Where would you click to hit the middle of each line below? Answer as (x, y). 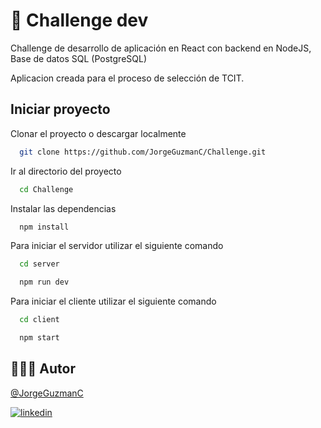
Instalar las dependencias (63, 208)
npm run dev (44, 282)
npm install (44, 227)
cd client (39, 320)
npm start (39, 338)
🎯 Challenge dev (79, 20)
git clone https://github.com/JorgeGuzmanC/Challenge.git (143, 152)
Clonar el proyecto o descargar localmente (98, 133)
